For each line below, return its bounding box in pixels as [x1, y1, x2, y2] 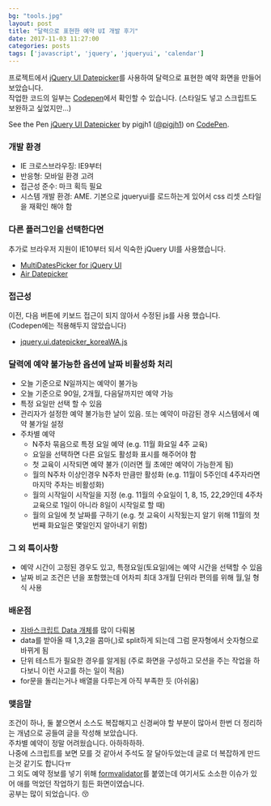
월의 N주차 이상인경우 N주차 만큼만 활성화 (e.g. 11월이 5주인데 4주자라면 [32, 469, 260, 479]
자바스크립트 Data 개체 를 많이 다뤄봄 [19, 625, 136, 635]
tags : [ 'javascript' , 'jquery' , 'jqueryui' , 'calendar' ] [8, 49, 205, 58]
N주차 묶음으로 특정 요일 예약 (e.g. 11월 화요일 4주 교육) [32, 439, 208, 449]
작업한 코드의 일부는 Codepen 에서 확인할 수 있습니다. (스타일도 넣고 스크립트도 [8, 93, 257, 102]
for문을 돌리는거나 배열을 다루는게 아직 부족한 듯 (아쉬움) [19, 675, 200, 685]
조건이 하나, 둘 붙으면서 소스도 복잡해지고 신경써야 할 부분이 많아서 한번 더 [8, 718, 241, 728]
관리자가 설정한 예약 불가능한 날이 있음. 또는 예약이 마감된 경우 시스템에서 [19, 409, 252, 418]
